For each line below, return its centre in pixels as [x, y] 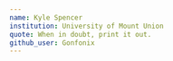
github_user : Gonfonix [52, 43]
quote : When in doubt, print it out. [81, 34]
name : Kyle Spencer [46, 17]
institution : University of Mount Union [87, 26]
